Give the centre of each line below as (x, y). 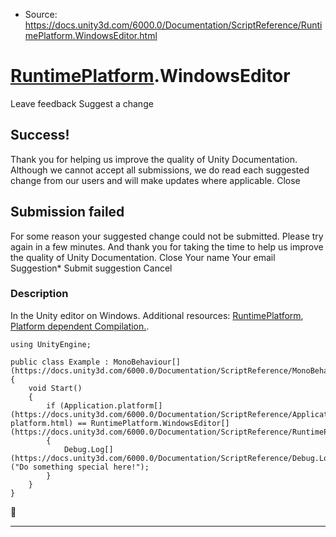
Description (39, 294)
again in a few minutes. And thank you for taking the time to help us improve (167, 246)
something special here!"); (91, 467)
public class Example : (60, 362)
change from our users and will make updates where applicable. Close (155, 180)
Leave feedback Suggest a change (82, 103)
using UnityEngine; (51, 344)
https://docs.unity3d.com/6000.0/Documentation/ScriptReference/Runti (173, 25)
